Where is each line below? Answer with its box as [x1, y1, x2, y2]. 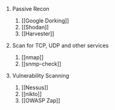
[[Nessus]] [21, 84, 49, 91]
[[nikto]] [21, 90, 42, 97]
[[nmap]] [21, 54, 44, 61]
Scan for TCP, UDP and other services [12, 42, 109, 49]
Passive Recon [12, 5, 50, 12]
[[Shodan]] [21, 24, 49, 31]
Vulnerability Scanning [12, 72, 69, 79]
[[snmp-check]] [21, 61, 62, 67]
